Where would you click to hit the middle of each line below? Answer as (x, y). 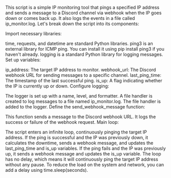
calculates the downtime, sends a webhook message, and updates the (79, 143)
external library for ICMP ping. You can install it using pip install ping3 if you (85, 49)
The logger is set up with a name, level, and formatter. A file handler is (79, 96)
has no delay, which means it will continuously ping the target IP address (82, 159)
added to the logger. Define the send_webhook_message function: (75, 107)
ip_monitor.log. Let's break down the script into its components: (72, 24)
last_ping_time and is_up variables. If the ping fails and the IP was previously (86, 148)
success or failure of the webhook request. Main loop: (62, 122)
